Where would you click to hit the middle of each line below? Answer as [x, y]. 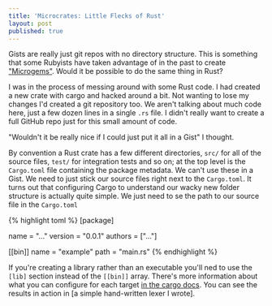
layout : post [30, 24]
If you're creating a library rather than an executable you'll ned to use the [131, 268]
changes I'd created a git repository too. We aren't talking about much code [135, 104]
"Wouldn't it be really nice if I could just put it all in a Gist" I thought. [121, 137]
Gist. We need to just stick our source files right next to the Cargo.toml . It [130, 179]
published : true [36, 31]
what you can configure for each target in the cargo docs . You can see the [133, 285]
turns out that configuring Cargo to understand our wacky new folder [124, 187]
